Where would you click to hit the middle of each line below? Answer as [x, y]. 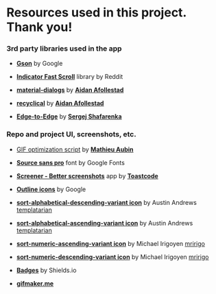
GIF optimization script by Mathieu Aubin [75, 149]
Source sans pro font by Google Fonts [70, 162]
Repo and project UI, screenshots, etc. [71, 134]
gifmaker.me [35, 283]
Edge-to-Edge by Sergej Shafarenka [69, 117]
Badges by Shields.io [46, 270]
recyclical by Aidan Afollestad [60, 103]
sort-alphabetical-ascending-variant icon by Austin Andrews [105, 223]
